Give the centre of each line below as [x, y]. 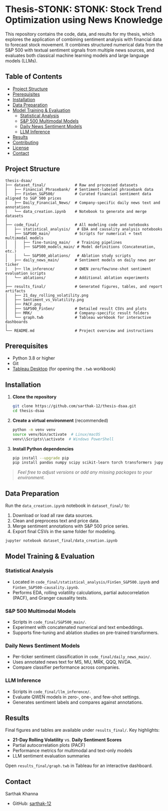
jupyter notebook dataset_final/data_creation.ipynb [61, 541]
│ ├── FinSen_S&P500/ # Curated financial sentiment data [78, 194]
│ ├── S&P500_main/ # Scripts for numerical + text [74, 234]
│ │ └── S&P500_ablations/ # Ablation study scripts [68, 256]
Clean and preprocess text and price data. [56, 521]
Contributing [25, 142]
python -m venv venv [34, 430]
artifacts [16, 291]
